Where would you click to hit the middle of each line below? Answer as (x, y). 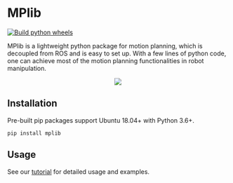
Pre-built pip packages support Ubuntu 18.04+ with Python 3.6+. (101, 120)
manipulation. (27, 68)
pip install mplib (34, 133)
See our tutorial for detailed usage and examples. (78, 171)
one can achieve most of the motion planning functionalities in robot (106, 60)
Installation (32, 103)
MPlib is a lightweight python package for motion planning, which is (105, 46)
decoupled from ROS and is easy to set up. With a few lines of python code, (117, 53)
